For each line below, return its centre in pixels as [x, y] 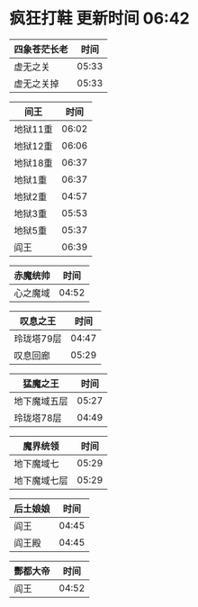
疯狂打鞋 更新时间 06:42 [100, 18]
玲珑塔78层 [38, 418]
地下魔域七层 [41, 480]
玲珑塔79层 [38, 339]
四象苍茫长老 [41, 49]
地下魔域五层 [41, 401]
